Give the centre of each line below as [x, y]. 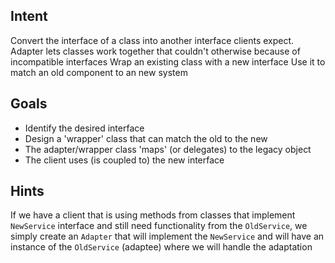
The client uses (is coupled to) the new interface [124, 160]
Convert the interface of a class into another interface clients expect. [152, 40]
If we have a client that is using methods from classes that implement [153, 215]
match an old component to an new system [99, 72]
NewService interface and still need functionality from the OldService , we [159, 226]
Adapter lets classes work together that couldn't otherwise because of [155, 51]
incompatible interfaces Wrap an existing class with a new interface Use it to [168, 61]
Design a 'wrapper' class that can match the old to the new [146, 138]
